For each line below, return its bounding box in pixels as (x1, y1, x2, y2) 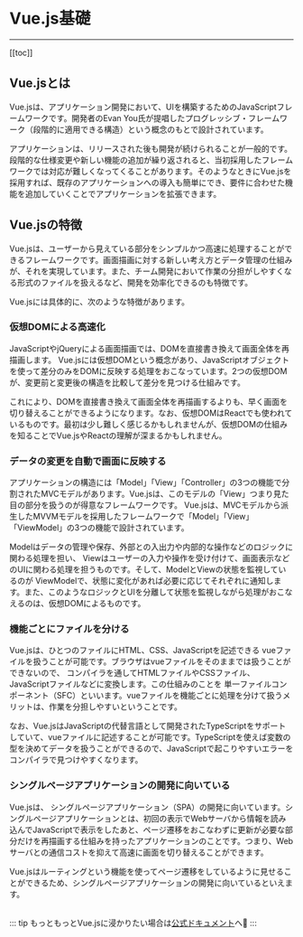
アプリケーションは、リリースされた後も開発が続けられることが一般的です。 (9, 143, 293, 154)
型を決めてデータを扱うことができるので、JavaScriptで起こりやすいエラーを (9, 743, 294, 754)
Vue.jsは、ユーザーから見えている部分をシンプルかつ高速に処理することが (9, 243, 285, 254)
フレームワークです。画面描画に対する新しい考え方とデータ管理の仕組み (24, 254, 293, 265)
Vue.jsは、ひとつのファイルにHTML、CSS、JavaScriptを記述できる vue (9, 645, 277, 656)
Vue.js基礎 (9, 8, 91, 29)
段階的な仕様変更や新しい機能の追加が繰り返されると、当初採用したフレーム (9, 155, 294, 165)
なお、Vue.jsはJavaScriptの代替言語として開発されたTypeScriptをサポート (9, 720, 287, 732)
